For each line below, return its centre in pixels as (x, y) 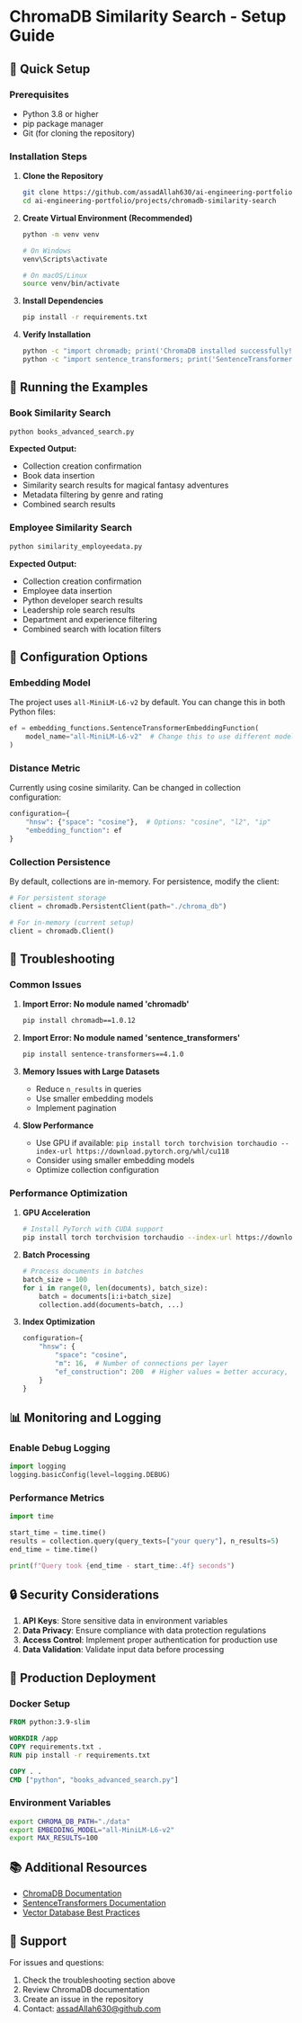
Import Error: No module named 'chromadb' (106, 1004)
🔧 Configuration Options (79, 657)
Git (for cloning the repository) (79, 133)
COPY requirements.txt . (56, 1747)
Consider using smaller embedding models (115, 1160)
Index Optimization (59, 1322)
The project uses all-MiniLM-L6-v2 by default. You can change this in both (147, 703)
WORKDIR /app (34, 1739)
